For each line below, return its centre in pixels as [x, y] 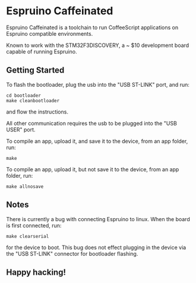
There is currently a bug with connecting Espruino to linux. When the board [98, 219]
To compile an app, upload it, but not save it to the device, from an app [93, 169]
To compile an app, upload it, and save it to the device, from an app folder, [97, 141]
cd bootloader [24, 95]
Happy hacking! [36, 272]
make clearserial [28, 236]
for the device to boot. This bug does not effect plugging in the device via [96, 247]
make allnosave [25, 186]
